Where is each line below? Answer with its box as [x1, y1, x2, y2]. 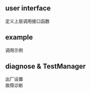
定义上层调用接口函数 [5, 18, 50, 24]
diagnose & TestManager [5, 62, 86, 71]
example [5, 33, 33, 42]
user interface [5, 4, 51, 13]
